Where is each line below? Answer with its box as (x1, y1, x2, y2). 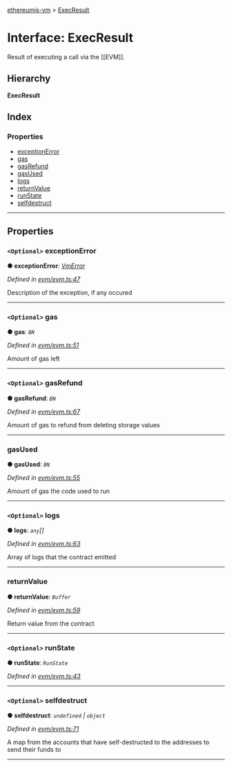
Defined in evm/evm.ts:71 (7, 725, 79, 733)
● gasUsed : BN (7, 460, 50, 469)
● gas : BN (7, 328, 35, 336)
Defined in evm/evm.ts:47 (7, 275, 81, 284)
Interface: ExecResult (7, 30, 133, 46)
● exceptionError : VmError (7, 262, 86, 270)
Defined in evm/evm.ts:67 (7, 407, 81, 416)
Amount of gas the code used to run (7, 487, 110, 496)
